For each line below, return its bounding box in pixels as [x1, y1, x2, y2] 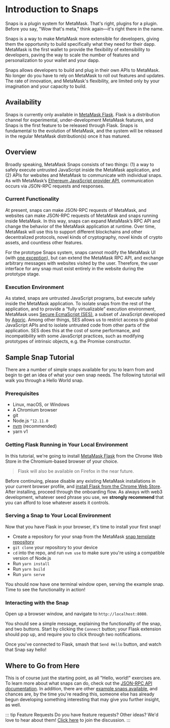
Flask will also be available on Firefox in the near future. [17, 468, 134, 474]
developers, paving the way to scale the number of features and [5, 52, 140, 58]
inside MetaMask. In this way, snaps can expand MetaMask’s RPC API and [5, 217, 161, 224]
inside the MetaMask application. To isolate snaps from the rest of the [5, 301, 151, 307]
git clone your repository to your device [12, 544, 98, 550]
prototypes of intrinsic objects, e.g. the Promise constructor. [5, 338, 131, 344]
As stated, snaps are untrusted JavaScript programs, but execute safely [5, 295, 156, 301]
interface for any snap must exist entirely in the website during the [5, 265, 144, 271]
